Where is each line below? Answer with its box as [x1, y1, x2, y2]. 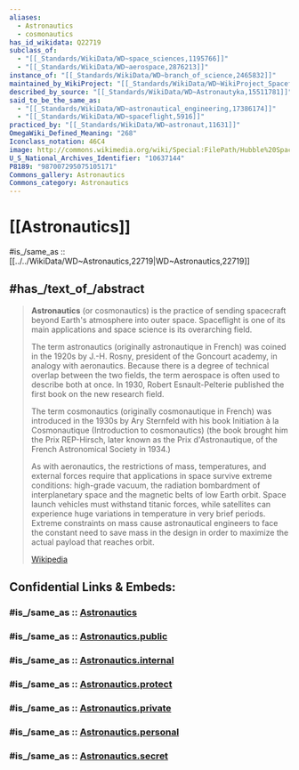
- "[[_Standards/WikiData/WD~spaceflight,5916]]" [17, 112, 205, 121]
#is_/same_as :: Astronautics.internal [9, 654, 174, 667]
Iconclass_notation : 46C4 [9, 137, 105, 146]
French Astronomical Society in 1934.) [30, 443, 171, 454]
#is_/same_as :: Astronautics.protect [9, 677, 173, 690]
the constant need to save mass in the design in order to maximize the [30, 527, 289, 538]
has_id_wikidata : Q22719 [9, 37, 101, 47]
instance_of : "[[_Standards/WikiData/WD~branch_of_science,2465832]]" [9, 71, 277, 80]
